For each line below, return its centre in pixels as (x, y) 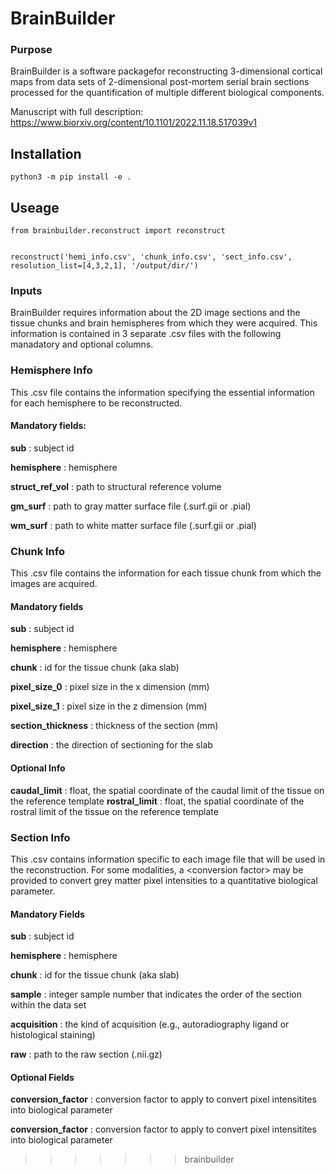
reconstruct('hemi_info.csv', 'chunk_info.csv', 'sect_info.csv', (151, 257)
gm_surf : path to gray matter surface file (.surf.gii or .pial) (131, 506)
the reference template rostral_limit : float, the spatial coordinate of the (157, 801)
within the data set (48, 1005)
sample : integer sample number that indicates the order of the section (156, 994)
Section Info (40, 837)
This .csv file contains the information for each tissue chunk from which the (166, 573)
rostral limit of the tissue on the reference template (114, 811)
